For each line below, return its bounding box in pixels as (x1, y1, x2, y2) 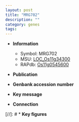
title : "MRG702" (5, 12, 40, 17)
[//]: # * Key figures (5, 111, 47, 117)
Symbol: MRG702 (20, 51, 58, 57)
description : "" (5, 17, 40, 22)
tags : (5, 27, 17, 32)
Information (12, 40, 39, 47)
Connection (12, 101, 38, 108)
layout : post (5, 7, 33, 13)
